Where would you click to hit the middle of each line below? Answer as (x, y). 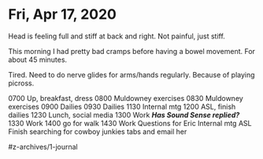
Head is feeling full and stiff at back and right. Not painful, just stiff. (117, 36)
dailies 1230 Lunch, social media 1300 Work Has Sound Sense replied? (124, 114)
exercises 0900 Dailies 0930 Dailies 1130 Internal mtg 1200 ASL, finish (122, 107)
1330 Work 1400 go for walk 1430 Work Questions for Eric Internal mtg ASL (130, 123)
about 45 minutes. (38, 60)
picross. (21, 83)
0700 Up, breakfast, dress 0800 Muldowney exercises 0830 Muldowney (126, 98)
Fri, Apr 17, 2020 (62, 14)
